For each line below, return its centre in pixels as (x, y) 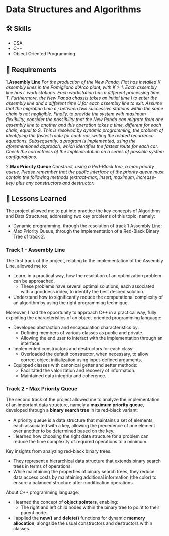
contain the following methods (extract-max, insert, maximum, (70, 177)
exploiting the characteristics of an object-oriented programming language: (84, 317)
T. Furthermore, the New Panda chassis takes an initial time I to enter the (81, 98)
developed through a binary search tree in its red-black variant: (72, 410)
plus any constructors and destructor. (55, 183)
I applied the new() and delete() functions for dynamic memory (79, 518)
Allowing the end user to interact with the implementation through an (92, 338)
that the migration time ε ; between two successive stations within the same (84, 108)
